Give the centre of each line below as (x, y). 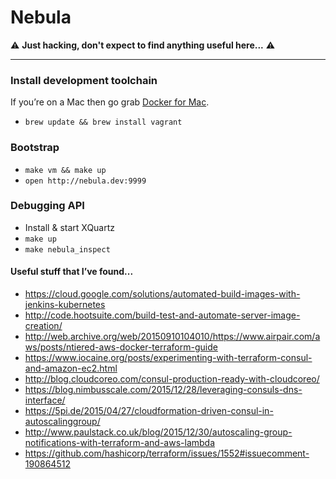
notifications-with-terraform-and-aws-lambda (120, 443)
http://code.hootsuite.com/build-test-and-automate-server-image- (162, 315)
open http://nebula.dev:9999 (85, 181)
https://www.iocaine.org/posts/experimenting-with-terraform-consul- (168, 358)
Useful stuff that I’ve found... (72, 272)
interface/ (45, 400)
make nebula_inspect (67, 249)
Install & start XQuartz (70, 227)
